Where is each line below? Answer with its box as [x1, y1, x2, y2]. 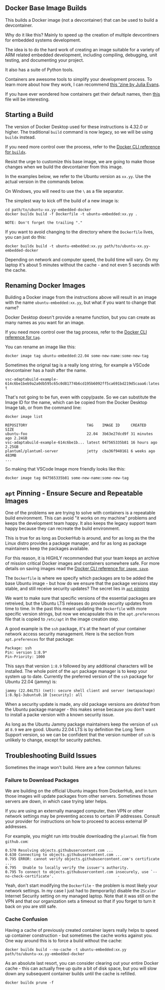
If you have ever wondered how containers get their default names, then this [5, 91, 160, 97]
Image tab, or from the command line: [5, 404, 82, 411]
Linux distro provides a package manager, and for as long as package [5, 540, 147, 547]
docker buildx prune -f [5, 980, 54, 985]
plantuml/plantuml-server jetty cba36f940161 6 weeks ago [5, 449, 155, 454]
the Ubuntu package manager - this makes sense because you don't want [5, 706, 156, 712]
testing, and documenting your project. [5, 57, 84, 63]
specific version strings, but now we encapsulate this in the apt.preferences [5, 611, 160, 617]
